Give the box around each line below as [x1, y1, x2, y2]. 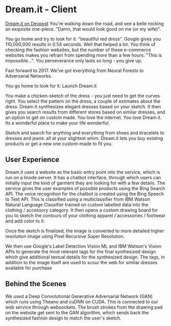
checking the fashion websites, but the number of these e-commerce [5, 46, 152, 53]
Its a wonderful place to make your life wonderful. [5, 120, 110, 126]
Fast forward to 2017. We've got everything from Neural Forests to [5, 67, 144, 74]
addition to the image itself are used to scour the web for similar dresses [5, 259, 158, 265]
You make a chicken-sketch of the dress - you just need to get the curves [5, 92, 160, 99]
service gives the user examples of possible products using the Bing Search [5, 185, 165, 191]
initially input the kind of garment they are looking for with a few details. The [5, 180, 165, 186]
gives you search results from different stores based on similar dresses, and [5, 109, 165, 115]
